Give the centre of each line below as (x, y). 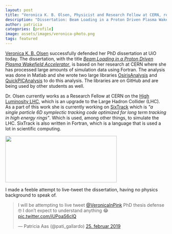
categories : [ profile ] (29, 29)
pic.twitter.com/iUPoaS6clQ (47, 216)
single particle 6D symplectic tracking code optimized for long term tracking (86, 112)
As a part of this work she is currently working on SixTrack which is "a (79, 107)
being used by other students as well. (45, 86)
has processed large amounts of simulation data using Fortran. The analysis (85, 69)
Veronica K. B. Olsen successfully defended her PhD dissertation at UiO (81, 53)
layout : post (19, 10)
